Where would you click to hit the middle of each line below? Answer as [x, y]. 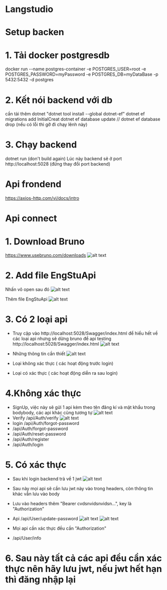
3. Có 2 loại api [36, 319]
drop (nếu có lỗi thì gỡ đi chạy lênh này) [46, 124]
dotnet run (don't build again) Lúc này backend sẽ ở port [63, 159]
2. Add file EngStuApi [51, 276]
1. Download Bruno [45, 241]
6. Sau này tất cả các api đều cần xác [83, 558]
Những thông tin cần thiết [39, 354]
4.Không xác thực [43, 394]
